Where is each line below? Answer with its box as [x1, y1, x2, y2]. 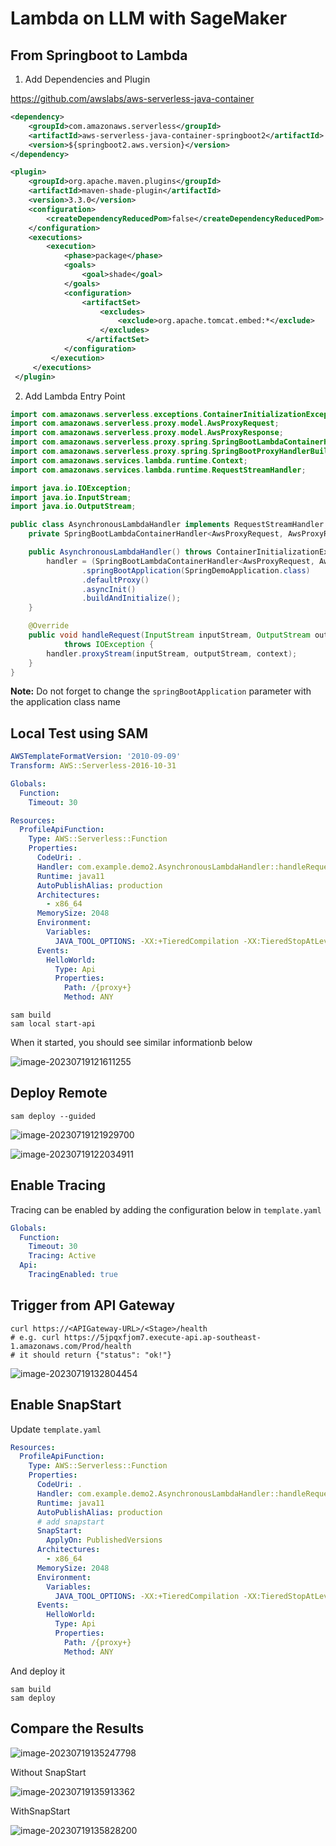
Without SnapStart [10, 1766, 87, 1778]
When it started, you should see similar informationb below [10, 1037, 253, 1049]
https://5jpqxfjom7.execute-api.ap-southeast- [63, 1332, 262, 1342]
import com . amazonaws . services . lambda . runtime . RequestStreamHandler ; [10, 465, 307, 475]
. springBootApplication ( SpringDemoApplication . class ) [81, 565, 311, 576]
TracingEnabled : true [28, 1270, 118, 1280]
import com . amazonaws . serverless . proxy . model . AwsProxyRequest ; [10, 418, 280, 429]
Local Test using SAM [10, 725, 148, 742]
